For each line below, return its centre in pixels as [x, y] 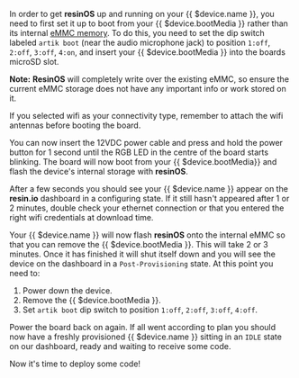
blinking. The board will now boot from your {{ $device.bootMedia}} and [143, 162]
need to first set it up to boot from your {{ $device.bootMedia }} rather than [149, 23]
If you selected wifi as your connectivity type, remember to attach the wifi [146, 116]
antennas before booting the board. [75, 125]
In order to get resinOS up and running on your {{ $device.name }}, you [142, 14]
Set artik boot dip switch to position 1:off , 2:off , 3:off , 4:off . [140, 310]
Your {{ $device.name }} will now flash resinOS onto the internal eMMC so [147, 235]
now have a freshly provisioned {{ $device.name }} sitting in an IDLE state [145, 337]
